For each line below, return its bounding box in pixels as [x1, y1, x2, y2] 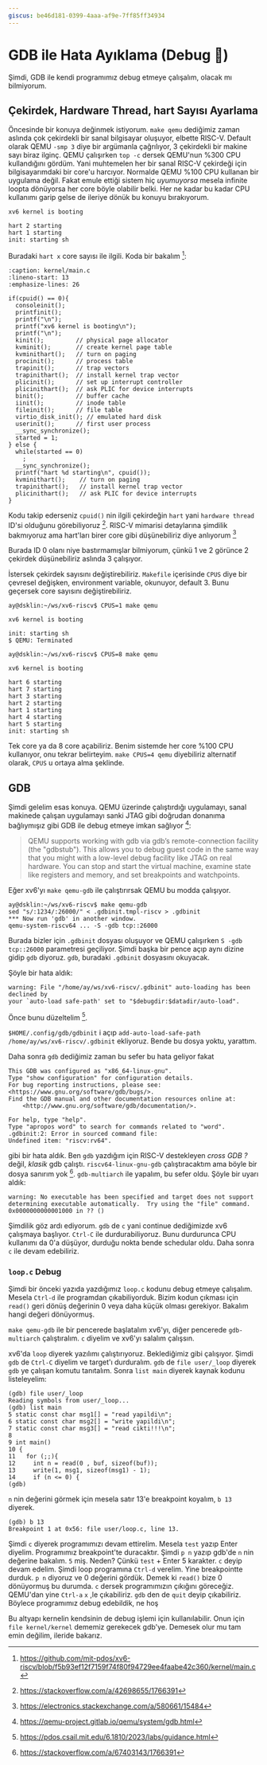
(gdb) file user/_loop [8, 1390, 83, 1398]
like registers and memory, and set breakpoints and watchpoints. [27, 870, 240, 879]
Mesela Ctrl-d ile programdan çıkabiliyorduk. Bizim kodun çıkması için [8, 1293, 238, 1302]
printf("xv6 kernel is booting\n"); [15, 323, 137, 331]
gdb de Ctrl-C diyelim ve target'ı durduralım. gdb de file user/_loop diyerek [8, 1357, 257, 1367]
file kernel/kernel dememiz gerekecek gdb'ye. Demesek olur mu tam [8, 1622, 242, 1632]
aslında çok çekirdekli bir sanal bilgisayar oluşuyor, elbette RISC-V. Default [8, 133, 252, 143]
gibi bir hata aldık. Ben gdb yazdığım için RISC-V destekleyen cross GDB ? [8, 1151, 248, 1160]
